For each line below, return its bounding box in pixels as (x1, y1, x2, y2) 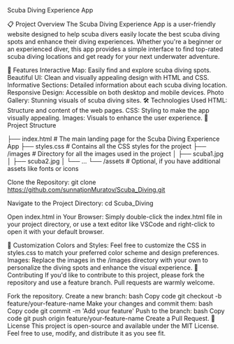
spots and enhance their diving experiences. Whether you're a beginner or (7, 38, 222, 46)
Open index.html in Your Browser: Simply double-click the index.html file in (7, 213, 222, 221)
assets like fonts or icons (7, 165, 79, 172)
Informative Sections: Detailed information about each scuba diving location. (7, 81, 228, 89)
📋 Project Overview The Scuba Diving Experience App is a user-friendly (7, 20, 217, 28)
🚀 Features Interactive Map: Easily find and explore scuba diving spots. (7, 66, 212, 74)
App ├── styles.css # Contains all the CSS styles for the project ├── (7, 142, 207, 150)
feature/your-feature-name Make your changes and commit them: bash (7, 299, 213, 308)
